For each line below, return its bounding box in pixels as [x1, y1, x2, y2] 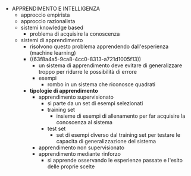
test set [47, 125, 66, 132]
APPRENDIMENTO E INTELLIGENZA [11, 5, 100, 12]
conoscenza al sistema [56, 119, 113, 125]
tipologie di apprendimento [29, 87, 98, 94]
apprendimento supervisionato [38, 93, 114, 100]
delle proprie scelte [47, 163, 95, 170]
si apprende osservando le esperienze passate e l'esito [47, 157, 183, 164]
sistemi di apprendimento [20, 37, 83, 43]
